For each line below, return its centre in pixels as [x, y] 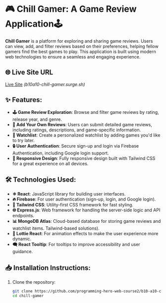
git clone [23, 291]
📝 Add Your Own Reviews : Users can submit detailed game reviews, [82, 124]
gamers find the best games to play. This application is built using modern [81, 51]
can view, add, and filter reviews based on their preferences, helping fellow [82, 46]
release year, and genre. [37, 119]
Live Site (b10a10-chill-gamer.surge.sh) [45, 84]
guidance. [23, 252]
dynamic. [22, 239]
